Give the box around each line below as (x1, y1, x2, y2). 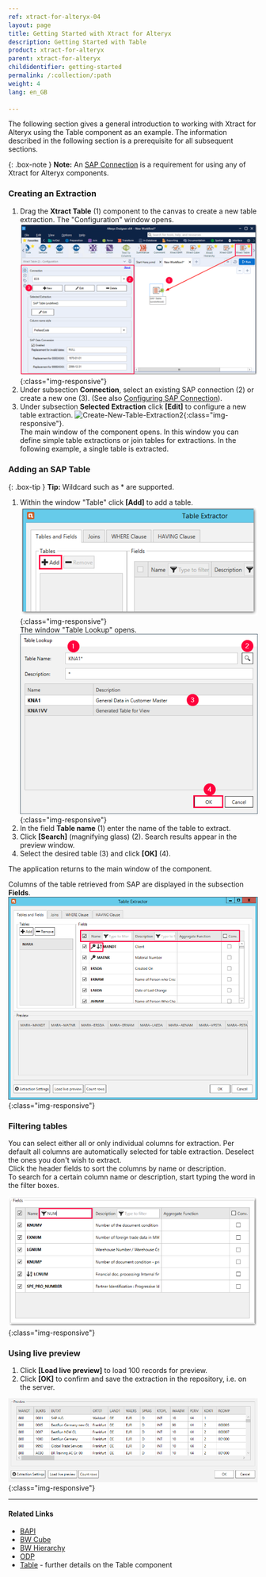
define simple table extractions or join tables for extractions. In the (19, 436, 237, 445)
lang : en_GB (8, 88, 47, 96)
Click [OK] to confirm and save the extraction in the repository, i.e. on (19, 1374, 247, 1384)
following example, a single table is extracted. (19, 444, 169, 454)
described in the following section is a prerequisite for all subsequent (8, 136, 234, 146)
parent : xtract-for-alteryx (8, 55, 101, 63)
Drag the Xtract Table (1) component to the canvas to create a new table (19, 206, 257, 216)
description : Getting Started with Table (8, 38, 147, 46)
